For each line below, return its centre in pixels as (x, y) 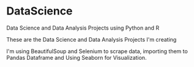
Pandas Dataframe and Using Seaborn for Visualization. (76, 57)
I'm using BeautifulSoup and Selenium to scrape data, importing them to (97, 51)
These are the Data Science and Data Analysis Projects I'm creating (91, 39)
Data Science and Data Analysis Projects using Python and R (83, 28)
